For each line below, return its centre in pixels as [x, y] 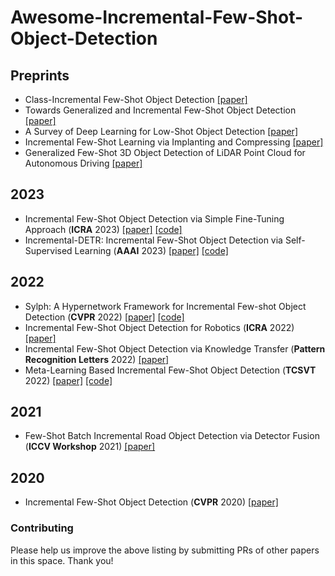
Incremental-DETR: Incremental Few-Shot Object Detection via [153, 240]
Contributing [42, 528]
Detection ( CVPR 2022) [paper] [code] [104, 317]
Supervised [48, 250]
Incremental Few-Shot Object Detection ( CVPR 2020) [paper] [151, 502]
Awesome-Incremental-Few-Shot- [157, 17]
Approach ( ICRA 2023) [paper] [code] [103, 229]
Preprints [40, 75]
